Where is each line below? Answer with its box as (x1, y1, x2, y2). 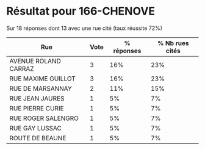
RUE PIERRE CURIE (9, 104, 64, 112)
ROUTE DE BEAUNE (9, 134, 67, 142)
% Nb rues (157, 38, 189, 47)
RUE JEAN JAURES (9, 94, 65, 102)
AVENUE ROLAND (9, 57, 61, 65)
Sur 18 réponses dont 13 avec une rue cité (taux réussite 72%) (6, 24, 163, 32)
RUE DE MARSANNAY (9, 84, 72, 93)
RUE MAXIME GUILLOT (9, 74, 76, 83)
